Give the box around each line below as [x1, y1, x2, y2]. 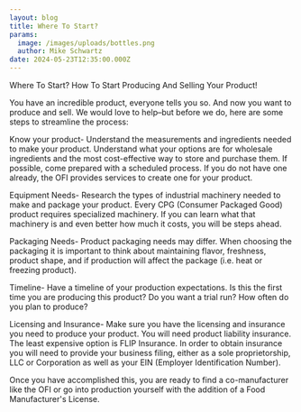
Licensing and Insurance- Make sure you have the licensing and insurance [9, 319, 286, 329]
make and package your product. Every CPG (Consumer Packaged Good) [9, 199, 283, 210]
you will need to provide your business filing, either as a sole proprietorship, [9, 348, 291, 358]
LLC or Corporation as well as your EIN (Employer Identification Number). [9, 357, 281, 368]
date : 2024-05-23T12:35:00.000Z [9, 55, 131, 64]
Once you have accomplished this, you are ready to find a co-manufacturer [9, 375, 289, 385]
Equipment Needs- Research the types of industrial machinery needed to [9, 190, 281, 200]
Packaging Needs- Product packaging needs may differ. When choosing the [9, 236, 293, 246]
